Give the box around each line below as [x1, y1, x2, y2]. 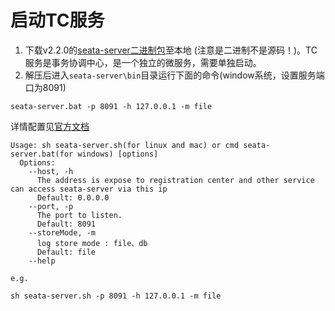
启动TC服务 [10, 9, 105, 32]
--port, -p [28, 201, 74, 211]
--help [28, 256, 56, 266]
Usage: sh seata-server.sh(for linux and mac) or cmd [10, 140, 240, 150]
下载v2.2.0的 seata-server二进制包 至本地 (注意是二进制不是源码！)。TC [24, 44, 318, 56]
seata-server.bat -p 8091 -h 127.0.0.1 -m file [10, 101, 213, 111]
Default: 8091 [36, 219, 97, 229]
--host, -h [28, 166, 74, 176]
